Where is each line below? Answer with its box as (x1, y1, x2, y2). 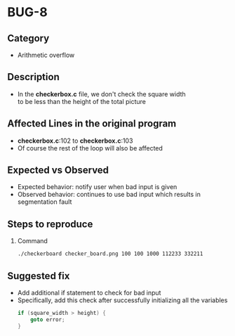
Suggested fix (7, 270, 70, 282)
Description (7, 71, 60, 83)
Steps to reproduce (7, 218, 93, 230)
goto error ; (30, 316, 65, 323)
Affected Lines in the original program (7, 117, 177, 130)
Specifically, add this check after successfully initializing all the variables (17, 296, 228, 304)
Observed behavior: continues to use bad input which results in (17, 190, 201, 199)
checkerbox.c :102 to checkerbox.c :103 (17, 136, 133, 145)
